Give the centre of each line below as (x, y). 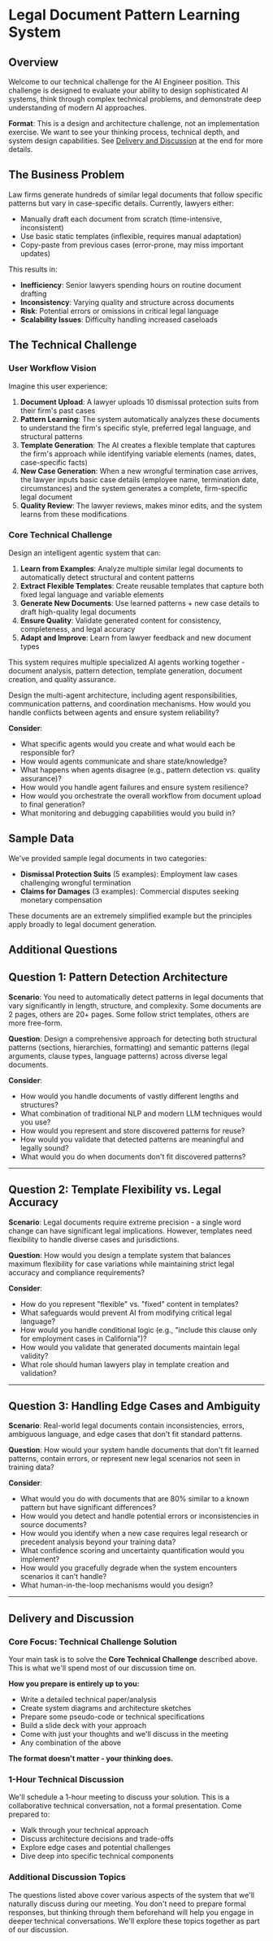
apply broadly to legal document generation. (82, 924)
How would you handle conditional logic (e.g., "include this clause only (139, 1330)
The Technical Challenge (73, 345)
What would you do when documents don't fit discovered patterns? (133, 1156)
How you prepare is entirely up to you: (74, 1684)
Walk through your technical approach (84, 1830)
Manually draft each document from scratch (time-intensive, (121, 219)
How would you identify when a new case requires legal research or (134, 1534)
